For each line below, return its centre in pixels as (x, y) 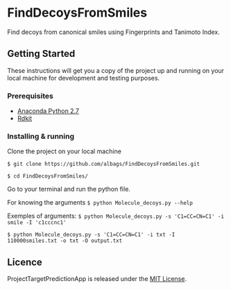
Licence (25, 262)
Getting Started (41, 54)
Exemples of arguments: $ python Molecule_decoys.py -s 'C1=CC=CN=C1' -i (115, 216)
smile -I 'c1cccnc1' (37, 223)
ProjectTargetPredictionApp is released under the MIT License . (97, 279)
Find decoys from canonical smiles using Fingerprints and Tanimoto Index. (114, 32)
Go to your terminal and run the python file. (69, 189)
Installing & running (41, 136)
